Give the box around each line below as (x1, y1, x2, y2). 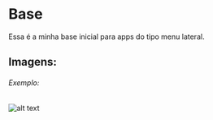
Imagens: (8, 55, 57, 69)
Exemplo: (8, 78, 40, 88)
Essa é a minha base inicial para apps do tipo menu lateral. (8, 32, 205, 41)
